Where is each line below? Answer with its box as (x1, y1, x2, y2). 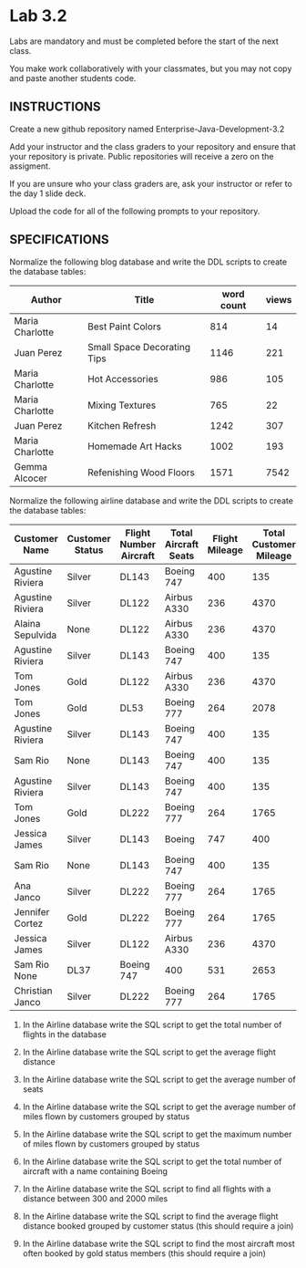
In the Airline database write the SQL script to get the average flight (22, 1046, 276, 1057)
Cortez (14, 917, 44, 930)
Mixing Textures (87, 399, 157, 411)
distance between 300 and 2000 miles (22, 1192, 168, 1204)
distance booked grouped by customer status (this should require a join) (22, 1220, 294, 1232)
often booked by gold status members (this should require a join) (22, 1247, 267, 1259)
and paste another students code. (9, 72, 137, 83)
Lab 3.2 (9, 5, 67, 26)
